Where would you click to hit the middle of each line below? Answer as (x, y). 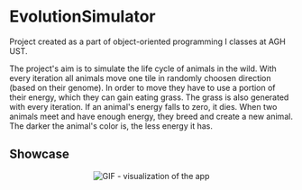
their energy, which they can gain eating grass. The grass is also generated (149, 97)
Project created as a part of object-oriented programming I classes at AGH (147, 41)
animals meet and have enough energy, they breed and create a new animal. (151, 116)
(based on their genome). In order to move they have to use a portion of (143, 87)
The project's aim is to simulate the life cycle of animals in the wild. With (143, 68)
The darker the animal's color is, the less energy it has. (111, 126)
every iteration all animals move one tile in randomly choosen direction (141, 77)
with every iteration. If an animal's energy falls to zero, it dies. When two (143, 106)
